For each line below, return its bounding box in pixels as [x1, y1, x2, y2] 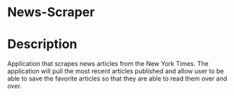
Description [7, 36, 78, 53]
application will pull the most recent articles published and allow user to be [7, 67, 224, 76]
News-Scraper [7, 4, 95, 20]
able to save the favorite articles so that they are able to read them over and [7, 74, 228, 83]
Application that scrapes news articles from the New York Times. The [7, 60, 209, 68]
